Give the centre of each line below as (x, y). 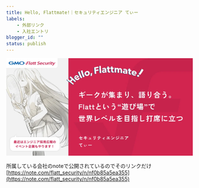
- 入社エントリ (33, 31)
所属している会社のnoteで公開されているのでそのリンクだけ (79, 166)
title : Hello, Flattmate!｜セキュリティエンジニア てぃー (72, 12)
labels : (16, 19)
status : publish (26, 44)
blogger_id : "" (25, 38)
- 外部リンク (31, 25)
